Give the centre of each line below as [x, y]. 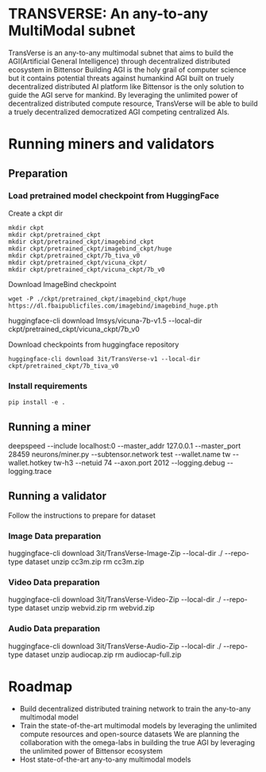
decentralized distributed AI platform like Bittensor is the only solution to [126, 86]
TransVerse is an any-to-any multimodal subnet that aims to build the [121, 52]
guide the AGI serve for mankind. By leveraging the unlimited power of [123, 95]
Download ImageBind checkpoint [62, 284]
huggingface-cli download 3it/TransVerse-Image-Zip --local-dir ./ [116, 553]
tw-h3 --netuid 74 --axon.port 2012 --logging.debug [139, 463]
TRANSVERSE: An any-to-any [108, 14]
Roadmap [40, 687]
